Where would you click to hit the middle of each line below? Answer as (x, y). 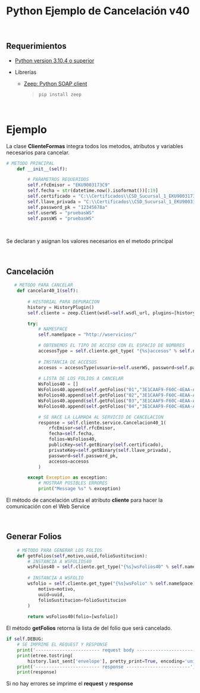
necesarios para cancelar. (38, 152)
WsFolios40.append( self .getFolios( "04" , (89, 406)
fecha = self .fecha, (71, 434)
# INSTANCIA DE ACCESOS (67, 362)
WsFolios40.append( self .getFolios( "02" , (89, 395)
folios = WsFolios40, (73, 439)
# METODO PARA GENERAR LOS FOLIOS (60, 550)
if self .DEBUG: (25, 639)
